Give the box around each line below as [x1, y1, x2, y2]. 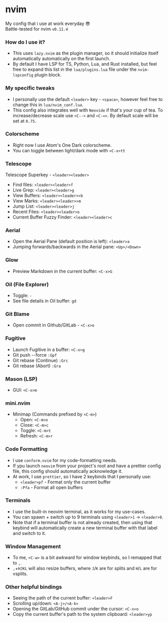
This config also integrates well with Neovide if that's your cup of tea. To [12, 107, 163, 113]
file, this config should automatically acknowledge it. [12, 468, 123, 474]
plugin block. [35, 72, 62, 78]
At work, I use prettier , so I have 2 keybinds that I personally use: [12, 473, 151, 479]
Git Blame [5, 310, 30, 317]
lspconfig [12, 73, 34, 78]
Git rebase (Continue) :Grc [12, 357, 69, 363]
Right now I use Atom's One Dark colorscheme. [12, 142, 112, 148]
